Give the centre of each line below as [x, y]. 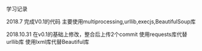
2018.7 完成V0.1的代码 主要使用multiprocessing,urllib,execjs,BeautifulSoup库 [101, 22]
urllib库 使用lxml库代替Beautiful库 [48, 42]
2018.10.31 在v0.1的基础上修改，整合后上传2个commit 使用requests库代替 [97, 34]
